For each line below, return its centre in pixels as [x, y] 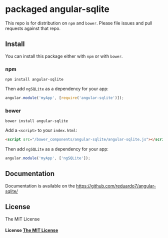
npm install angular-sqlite [34, 79]
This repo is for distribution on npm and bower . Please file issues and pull [79, 23]
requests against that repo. [33, 28]
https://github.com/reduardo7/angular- [116, 185]
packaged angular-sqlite [57, 9]
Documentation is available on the [40, 185]
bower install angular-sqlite [37, 121]
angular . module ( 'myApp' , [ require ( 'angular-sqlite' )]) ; [64, 98]
